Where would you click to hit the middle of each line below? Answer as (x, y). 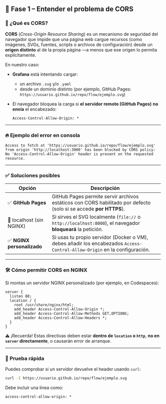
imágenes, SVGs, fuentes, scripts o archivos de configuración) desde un (79, 45)
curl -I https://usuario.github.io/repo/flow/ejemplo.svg (66, 378)
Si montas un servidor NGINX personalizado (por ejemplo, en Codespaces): (82, 283)
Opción (27, 188)
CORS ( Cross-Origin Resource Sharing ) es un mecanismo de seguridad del (82, 34)
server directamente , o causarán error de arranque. (58, 341)
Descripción (105, 188)
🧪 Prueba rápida (25, 358)
